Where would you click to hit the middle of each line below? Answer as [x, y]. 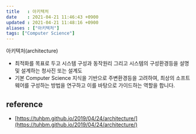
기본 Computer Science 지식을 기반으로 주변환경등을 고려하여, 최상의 [94, 78]
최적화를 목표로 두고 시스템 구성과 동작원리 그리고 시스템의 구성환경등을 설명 [102, 63]
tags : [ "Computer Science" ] [41, 33]
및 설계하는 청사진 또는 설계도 [48, 71]
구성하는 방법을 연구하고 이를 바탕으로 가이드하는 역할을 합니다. [103, 85]
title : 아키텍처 [27, 11]
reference [24, 104]
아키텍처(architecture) [32, 51]
